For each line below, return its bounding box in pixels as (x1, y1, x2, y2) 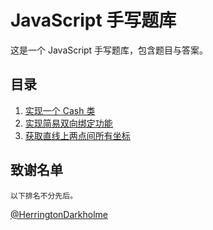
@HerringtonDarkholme (10, 208, 108, 220)
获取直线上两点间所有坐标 (24, 129, 131, 141)
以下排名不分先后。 (10, 191, 78, 201)
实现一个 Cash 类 (24, 104, 96, 116)
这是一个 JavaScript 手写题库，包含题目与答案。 (10, 44, 209, 56)
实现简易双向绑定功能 (24, 117, 113, 129)
